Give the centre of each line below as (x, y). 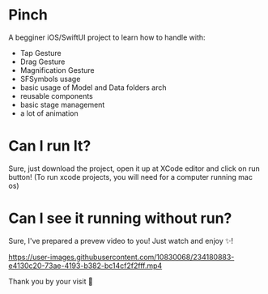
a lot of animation (49, 113)
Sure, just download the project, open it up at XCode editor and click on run (134, 168)
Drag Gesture (43, 62)
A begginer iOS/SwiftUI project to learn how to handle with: (107, 37)
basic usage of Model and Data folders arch (94, 87)
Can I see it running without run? (120, 218)
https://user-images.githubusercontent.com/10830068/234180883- (121, 257)
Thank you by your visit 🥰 (51, 281)
